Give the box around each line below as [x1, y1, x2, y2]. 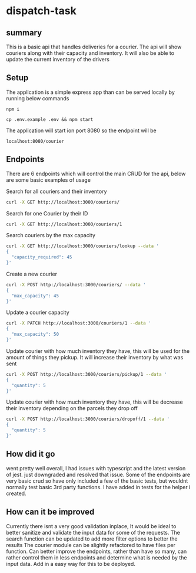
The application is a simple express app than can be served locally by [6, 89, 175, 96]
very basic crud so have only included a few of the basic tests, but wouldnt [6, 477, 188, 484]
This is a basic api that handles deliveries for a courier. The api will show [6, 43, 182, 50]
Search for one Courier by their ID [6, 209, 88, 217]
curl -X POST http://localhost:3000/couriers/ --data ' [6, 281, 146, 287]
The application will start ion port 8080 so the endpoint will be [6, 127, 157, 134]
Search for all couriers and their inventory [6, 188, 107, 195]
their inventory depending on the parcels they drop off [6, 405, 138, 412]
